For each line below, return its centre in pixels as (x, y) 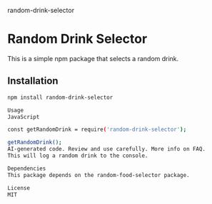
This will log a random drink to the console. (78, 156)
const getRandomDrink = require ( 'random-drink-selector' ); (97, 130)
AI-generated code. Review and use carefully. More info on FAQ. (106, 149)
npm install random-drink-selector (60, 97)
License (19, 188)
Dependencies (27, 168)
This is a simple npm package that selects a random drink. (93, 58)
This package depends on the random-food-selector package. (99, 175)
